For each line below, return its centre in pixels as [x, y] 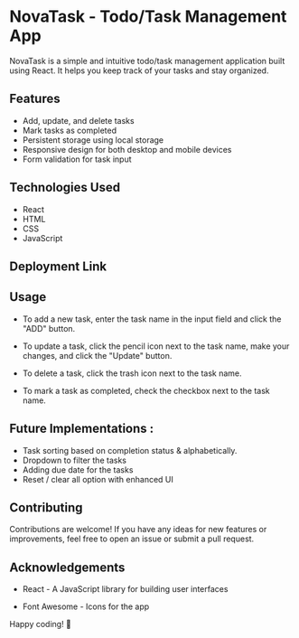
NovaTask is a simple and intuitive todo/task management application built [147, 61]
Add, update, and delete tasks [78, 120]
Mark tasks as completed [70, 130]
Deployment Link [58, 266]
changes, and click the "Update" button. [97, 355]
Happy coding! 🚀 [41, 624]
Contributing [46, 507]
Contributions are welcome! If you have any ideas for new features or [138, 530]
